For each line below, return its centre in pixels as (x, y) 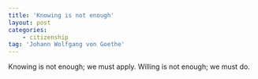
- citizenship (45, 37)
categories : (28, 30)
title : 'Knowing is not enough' (61, 15)
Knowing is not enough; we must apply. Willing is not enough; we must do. (129, 66)
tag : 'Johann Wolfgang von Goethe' (67, 45)
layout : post (30, 23)
